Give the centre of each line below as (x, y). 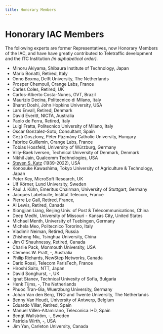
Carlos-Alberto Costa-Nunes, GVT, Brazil (54, 94)
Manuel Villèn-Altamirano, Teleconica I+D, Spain (61, 310)
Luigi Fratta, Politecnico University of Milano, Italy (63, 126)
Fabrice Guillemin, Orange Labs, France (52, 142)
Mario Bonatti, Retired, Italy (40, 73)
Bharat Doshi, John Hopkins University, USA (57, 105)
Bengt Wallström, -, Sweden (41, 316)
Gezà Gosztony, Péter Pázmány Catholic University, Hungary (74, 136)
